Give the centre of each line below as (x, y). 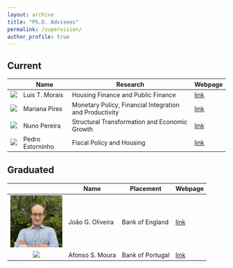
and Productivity (95, 112)
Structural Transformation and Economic (130, 122)
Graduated (31, 170)
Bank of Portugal (146, 255)
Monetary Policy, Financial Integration (126, 105)
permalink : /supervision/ (44, 29)
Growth (83, 129)
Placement (146, 189)
